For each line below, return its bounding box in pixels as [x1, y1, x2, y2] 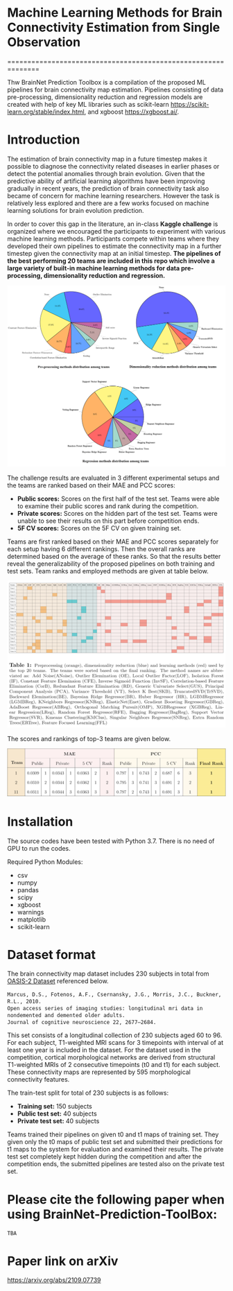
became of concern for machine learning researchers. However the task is [7, 191, 220, 200]
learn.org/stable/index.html [7, 107, 85, 116]
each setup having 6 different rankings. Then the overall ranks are [7, 544, 196, 553]
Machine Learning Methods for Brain [7, 5, 223, 21]
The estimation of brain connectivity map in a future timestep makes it [7, 155, 207, 163]
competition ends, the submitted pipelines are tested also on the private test [7, 1160, 225, 1168]
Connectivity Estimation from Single [7, 19, 221, 35]
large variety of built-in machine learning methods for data [7, 263, 180, 272]
